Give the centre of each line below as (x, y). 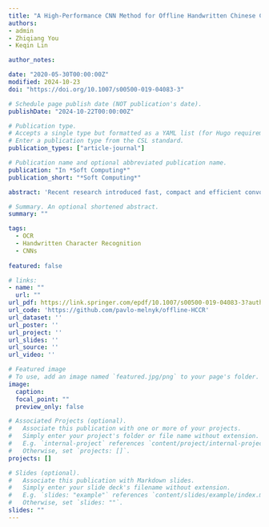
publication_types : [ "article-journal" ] (77, 148)
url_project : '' (35, 332)
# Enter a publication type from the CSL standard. (96, 141)
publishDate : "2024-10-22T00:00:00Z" (71, 111)
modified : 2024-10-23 (44, 82)
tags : (17, 229)
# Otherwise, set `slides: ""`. (66, 503)
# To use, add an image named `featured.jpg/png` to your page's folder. (134, 377)
